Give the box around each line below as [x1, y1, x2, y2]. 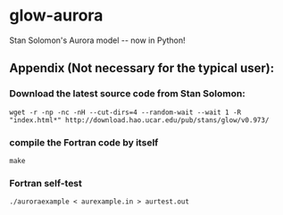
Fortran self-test [9, 177, 83, 189]
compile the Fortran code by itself [9, 136, 159, 148]
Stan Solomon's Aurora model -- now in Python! [9, 35, 186, 45]
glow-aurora [9, 5, 104, 26]
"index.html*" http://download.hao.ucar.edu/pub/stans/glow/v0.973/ [9, 115, 270, 125]
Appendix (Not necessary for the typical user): [9, 61, 275, 76]
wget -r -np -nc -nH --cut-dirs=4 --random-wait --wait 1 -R [9, 108, 242, 117]
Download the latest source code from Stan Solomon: [9, 87, 246, 100]
